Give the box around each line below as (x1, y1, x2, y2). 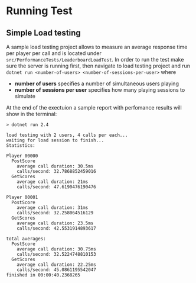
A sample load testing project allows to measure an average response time (6, 43, 188, 50)
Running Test (6, 4, 73, 18)
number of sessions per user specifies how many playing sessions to (14, 86, 185, 93)
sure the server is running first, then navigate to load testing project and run (6, 62, 191, 69)
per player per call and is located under (6, 50, 102, 57)
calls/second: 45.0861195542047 (17, 267, 96, 273)
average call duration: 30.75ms (17, 246, 96, 252)
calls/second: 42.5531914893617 (17, 226, 96, 231)
